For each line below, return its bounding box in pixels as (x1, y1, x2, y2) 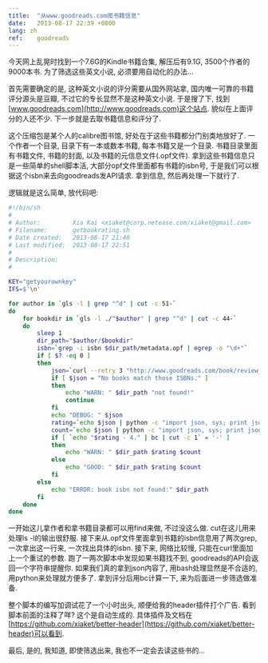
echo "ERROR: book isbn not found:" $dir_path (50, 485, 209, 493)
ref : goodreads (8, 34, 69, 42)
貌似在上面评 (211, 104, 254, 114)
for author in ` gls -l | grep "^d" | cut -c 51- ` (8, 299, 177, 308)
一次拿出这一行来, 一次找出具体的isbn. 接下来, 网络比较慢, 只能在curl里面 (8, 543, 246, 553)
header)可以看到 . (8, 629, 65, 638)
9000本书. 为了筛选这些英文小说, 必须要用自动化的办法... (8, 67, 194, 77)
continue (65, 397, 94, 405)
